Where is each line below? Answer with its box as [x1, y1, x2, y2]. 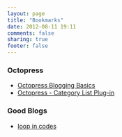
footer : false [7, 42, 49, 49]
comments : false [7, 29, 54, 37]
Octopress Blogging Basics [17, 81, 96, 90]
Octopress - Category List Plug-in [17, 88, 115, 97]
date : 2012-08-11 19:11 [7, 23, 77, 30]
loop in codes [17, 122, 57, 130]
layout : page [7, 10, 45, 17]
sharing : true [7, 36, 49, 43]
